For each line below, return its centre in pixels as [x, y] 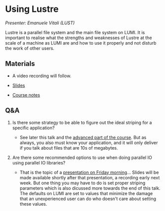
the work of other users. [30, 48]
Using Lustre [32, 9]
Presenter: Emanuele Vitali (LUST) [40, 23]
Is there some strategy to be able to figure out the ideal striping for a [82, 122]
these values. [33, 204]
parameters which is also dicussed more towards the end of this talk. [90, 188]
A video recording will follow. [42, 76]
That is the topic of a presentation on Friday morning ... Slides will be [89, 172]
